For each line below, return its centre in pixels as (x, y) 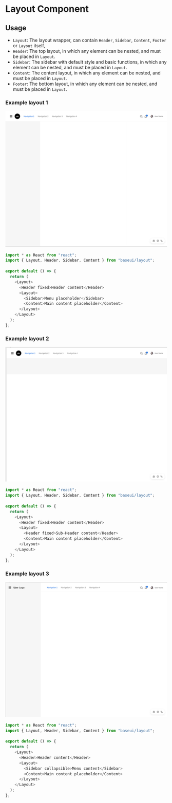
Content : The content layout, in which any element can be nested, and (87, 73)
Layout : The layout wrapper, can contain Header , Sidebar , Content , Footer (90, 40)
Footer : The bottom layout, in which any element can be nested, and (85, 84)
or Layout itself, (29, 46)
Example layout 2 (27, 338)
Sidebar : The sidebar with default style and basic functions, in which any (90, 62)
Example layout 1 (27, 102)
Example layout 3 (27, 574)
